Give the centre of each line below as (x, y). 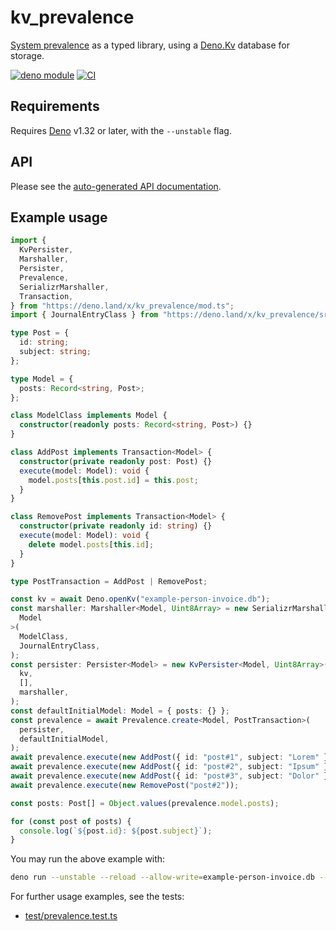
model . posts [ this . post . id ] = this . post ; (113, 480)
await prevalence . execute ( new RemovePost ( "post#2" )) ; (125, 785)
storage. (27, 55)
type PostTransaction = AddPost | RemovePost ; (109, 581)
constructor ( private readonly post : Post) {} (116, 461)
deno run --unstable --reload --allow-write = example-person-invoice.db (162, 877)
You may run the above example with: (88, 859)
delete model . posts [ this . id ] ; (91, 544)
